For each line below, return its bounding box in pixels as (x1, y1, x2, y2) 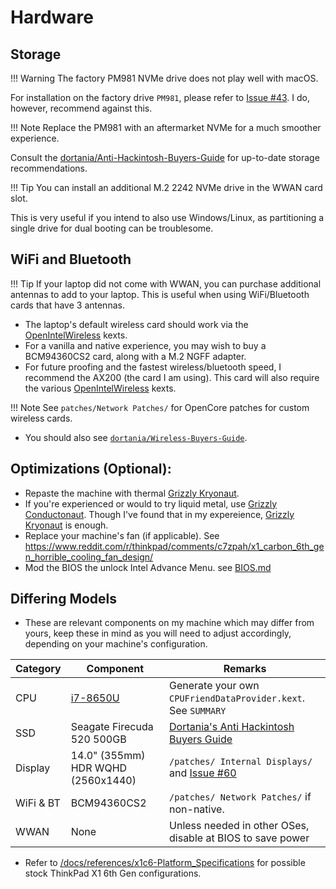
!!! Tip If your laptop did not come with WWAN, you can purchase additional (10, 277, 322, 290)
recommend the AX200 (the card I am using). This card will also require (24, 371, 320, 383)
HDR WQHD (70, 761, 128, 775)
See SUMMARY (169, 704, 227, 718)
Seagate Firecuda (70, 720, 154, 734)
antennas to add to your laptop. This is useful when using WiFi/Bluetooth (10, 288, 310, 300)
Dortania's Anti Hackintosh (169, 720, 295, 734)
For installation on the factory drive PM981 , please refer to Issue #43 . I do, (10, 92, 311, 103)
